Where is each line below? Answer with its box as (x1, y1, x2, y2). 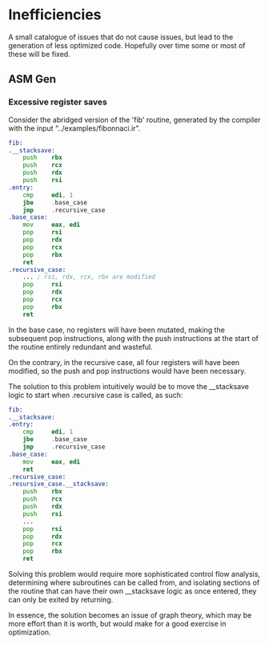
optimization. (8, 627, 51, 637)
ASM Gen (8, 72, 56, 86)
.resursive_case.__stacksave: (8, 480, 110, 489)
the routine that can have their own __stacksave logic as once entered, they (8, 586, 257, 595)
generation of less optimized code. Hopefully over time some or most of (8, 40, 246, 50)
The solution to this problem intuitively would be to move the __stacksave (8, 381, 250, 391)
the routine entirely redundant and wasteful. (8, 342, 154, 351)
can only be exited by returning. (8, 595, 114, 604)
